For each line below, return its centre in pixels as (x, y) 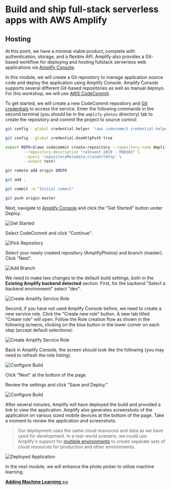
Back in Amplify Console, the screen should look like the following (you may (85, 350)
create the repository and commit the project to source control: (71, 120)
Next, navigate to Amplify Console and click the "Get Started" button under (84, 208)
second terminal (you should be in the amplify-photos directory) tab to (79, 114)
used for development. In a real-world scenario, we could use (82, 436)
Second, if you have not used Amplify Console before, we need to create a (83, 308)
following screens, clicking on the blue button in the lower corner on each (82, 325)
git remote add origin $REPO (36, 171)
